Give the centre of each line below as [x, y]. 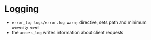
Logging [22, 9]
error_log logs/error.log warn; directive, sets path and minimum [79, 22]
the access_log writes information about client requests [68, 32]
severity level [25, 27]
